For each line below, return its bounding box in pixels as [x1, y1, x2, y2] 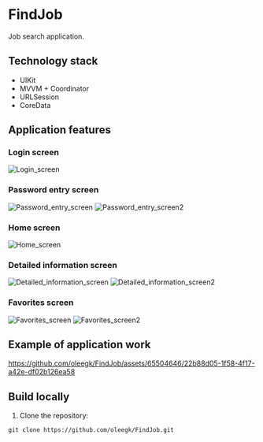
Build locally [8, 390, 70, 403]
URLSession [19, 92, 60, 102]
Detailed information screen [8, 259, 118, 270]
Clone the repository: [19, 411, 89, 421]
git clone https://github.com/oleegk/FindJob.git [8, 426, 175, 434]
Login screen [8, 147, 59, 158]
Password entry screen [8, 184, 99, 195]
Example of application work [8, 338, 151, 351]
